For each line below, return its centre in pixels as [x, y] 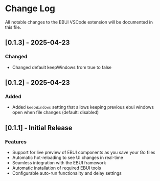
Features [16, 141]
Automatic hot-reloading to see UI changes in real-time [68, 158]
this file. [13, 27]
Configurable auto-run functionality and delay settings [67, 173]
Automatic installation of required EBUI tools [57, 168]
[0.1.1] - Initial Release [39, 128]
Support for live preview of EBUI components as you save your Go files [84, 152]
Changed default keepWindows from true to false [62, 67]
